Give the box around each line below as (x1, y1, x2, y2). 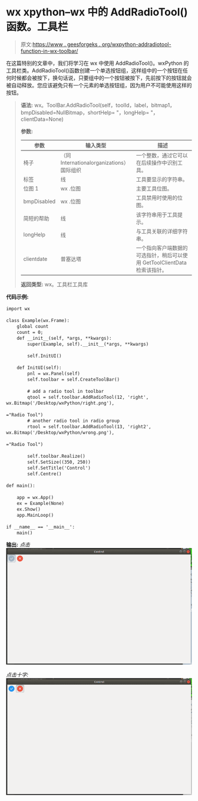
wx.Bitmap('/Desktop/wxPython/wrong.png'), (6, 429, 115, 435)
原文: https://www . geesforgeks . (20, 41, 101, 48)
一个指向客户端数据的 (136, 244, 188, 251)
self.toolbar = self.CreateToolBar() (27, 376, 120, 382)
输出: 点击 (6, 541, 31, 548)
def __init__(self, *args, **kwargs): (16, 335, 112, 341)
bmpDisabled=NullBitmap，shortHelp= (20, 109, 115, 116)
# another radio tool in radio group (27, 418, 120, 424)
